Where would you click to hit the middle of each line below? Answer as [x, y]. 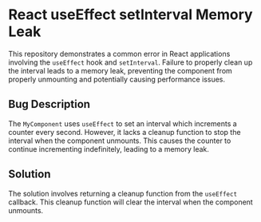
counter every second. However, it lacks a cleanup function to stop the [125, 132]
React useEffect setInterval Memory [130, 15]
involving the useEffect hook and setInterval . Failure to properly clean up [130, 62]
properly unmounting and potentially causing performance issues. [117, 79]
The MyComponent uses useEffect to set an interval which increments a [123, 123]
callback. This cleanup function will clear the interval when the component [130, 202]
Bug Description [49, 104]
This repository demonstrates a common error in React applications [119, 54]
